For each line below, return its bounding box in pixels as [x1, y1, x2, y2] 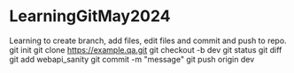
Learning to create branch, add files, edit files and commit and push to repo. [9, 35, 287, 46]
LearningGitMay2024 [9, 6, 171, 26]
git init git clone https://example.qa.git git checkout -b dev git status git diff [9, 44, 282, 55]
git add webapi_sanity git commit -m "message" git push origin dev [9, 54, 255, 64]
